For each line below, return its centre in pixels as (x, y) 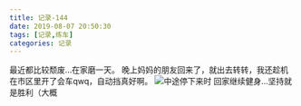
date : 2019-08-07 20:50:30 (60, 26)
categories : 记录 (41, 43)
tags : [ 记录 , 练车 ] (42, 34)
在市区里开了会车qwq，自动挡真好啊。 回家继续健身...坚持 (147, 82)
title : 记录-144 (39, 18)
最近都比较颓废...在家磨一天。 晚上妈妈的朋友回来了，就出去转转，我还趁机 (149, 70)
